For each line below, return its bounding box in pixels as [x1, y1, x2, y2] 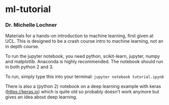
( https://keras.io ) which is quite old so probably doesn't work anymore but [5, 89, 159, 95]
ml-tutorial [5, 4, 51, 15]
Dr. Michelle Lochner [5, 22, 57, 29]
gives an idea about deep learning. [5, 94, 77, 100]
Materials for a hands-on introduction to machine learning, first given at [5, 33, 154, 39]
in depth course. [5, 44, 39, 50]
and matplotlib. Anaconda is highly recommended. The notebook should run [5, 59, 163, 65]
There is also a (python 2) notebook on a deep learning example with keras [5, 83, 161, 89]
